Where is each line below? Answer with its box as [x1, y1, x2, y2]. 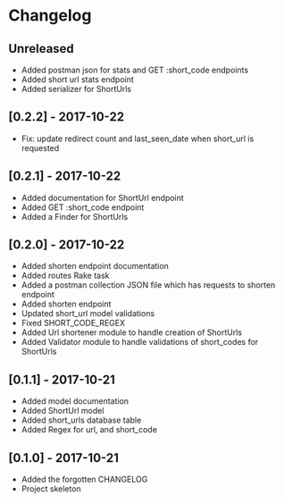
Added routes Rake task [21, 270, 110, 281]
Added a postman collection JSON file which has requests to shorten [21, 280, 276, 290]
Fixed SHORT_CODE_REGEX [21, 318, 126, 329]
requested [21, 142, 60, 153]
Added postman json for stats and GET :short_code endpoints [21, 64, 249, 75]
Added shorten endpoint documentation [21, 261, 169, 272]
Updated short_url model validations [21, 308, 155, 319]
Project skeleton [21, 483, 81, 494]
